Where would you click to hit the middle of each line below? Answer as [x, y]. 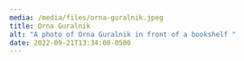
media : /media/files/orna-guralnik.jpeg [87, 17]
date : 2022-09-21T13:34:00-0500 [70, 43]
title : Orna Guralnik [50, 26]
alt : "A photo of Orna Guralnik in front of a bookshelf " [123, 34]
